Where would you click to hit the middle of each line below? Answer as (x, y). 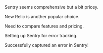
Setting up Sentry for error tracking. (41, 36)
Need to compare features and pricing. (44, 26)
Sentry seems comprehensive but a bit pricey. (51, 7)
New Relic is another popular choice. (42, 16)
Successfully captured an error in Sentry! (47, 45)
